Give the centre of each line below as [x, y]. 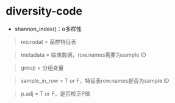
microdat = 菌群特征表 [48, 41]
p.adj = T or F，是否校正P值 [55, 93]
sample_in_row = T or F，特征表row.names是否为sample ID [95, 80]
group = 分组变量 [42, 68]
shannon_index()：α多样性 [48, 29]
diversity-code [44, 11]
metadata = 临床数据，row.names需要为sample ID [83, 55]
